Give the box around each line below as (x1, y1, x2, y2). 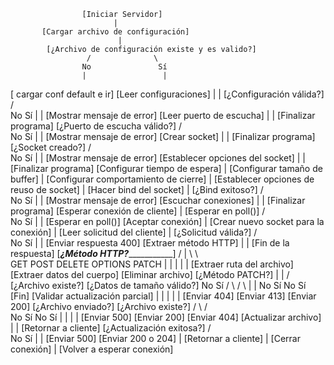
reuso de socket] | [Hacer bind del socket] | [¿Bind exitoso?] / (10, 184, 264, 195)
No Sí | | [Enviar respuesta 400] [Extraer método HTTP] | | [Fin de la (10, 237, 290, 249)
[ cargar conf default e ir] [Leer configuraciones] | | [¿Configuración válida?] (10, 88, 325, 100)
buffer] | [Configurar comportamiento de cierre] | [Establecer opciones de (10, 173, 315, 185)
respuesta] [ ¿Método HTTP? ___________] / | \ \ (10, 248, 199, 259)
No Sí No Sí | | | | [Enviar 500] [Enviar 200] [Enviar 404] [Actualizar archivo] (10, 311, 322, 323)
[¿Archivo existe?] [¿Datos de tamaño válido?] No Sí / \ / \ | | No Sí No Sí (10, 280, 307, 291)
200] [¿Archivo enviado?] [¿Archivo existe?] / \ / (10, 301, 208, 312)
